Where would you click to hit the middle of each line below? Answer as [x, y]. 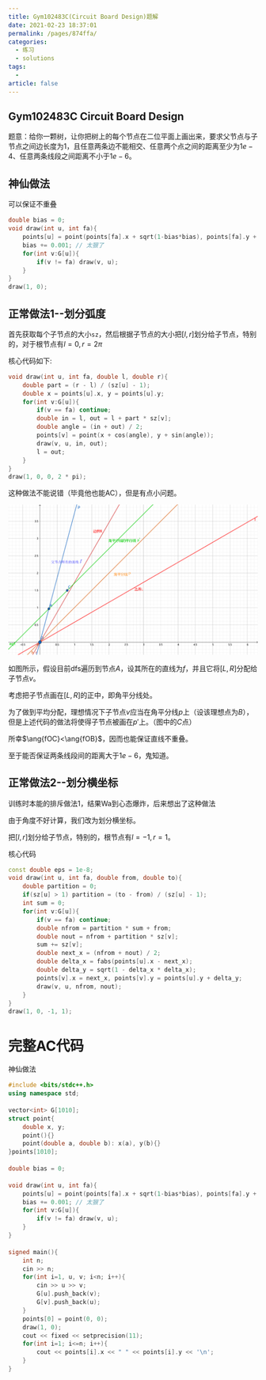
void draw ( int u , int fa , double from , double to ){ [95, 878]
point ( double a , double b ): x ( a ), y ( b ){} [91, 1143]
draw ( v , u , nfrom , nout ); [80, 986]
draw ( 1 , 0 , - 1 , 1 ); [40, 1012]
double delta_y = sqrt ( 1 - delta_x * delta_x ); [116, 970]
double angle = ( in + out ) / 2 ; [90, 427]
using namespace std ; [44, 1094]
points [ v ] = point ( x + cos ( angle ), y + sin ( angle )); [125, 435]
